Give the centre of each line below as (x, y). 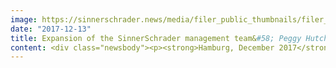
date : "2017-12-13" (51, 29)
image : (24, 19)
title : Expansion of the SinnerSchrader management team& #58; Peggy (156, 38)
